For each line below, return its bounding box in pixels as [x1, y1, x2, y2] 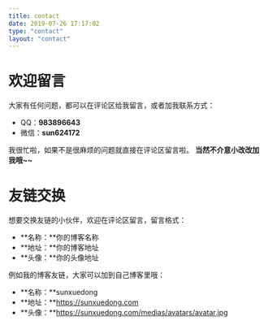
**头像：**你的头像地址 [19, 253, 99, 262]
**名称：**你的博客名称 [19, 232, 99, 242]
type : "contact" [8, 27, 63, 35]
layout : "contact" [8, 34, 71, 43]
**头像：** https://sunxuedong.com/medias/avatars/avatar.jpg [19, 308, 228, 318]
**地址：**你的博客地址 [19, 243, 99, 253]
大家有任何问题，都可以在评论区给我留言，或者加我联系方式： [8, 101, 215, 110]
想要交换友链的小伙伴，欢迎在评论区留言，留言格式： [8, 215, 187, 225]
